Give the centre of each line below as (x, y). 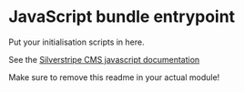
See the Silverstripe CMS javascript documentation (104, 59)
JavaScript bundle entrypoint (122, 17)
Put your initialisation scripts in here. (76, 42)
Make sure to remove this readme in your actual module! (114, 77)
